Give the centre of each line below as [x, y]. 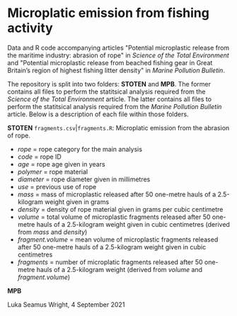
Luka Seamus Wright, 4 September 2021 [66, 304]
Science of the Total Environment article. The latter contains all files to [110, 99]
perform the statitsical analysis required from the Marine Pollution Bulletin [115, 106]
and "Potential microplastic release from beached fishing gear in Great [110, 62]
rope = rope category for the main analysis [80, 149]
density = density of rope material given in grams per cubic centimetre [120, 209]
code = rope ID [39, 157]
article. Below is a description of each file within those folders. [98, 114]
